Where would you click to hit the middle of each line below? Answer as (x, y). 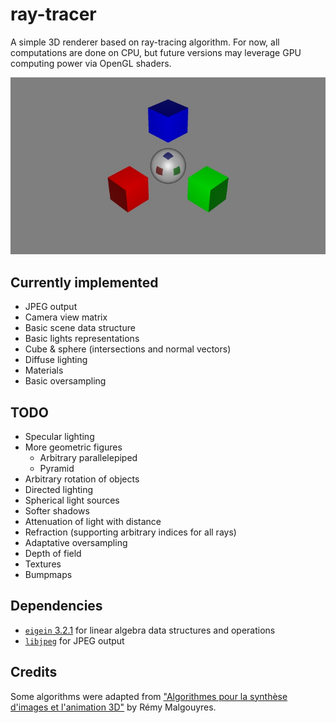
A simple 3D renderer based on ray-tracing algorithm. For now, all (145, 42)
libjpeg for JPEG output (74, 640)
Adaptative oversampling (76, 543)
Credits (34, 672)
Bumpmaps (48, 575)
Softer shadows (57, 511)
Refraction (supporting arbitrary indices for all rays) (130, 532)
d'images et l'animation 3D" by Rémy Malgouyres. (113, 707)
